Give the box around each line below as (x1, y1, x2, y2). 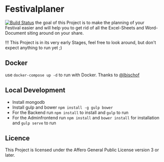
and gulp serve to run (12, 120, 56, 126)
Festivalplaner (5, 3, 65, 15)
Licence (5, 134, 30, 142)
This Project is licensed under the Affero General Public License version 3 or (5, 147, 159, 153)
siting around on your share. (26, 30, 84, 36)
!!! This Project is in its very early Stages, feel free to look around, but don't (5, 39, 156, 45)
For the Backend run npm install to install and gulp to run (12, 109, 129, 116)
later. (5, 152, 16, 158)
